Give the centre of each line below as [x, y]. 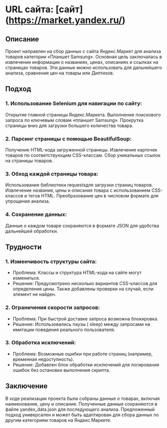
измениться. [26, 278]
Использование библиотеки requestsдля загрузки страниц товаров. [79, 185]
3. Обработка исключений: [41, 343]
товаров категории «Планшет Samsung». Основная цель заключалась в [83, 57]
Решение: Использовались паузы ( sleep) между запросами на [81, 324]
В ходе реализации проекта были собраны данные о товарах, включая [83, 398]
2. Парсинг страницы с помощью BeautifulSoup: [68, 139]
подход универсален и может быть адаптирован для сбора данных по [82, 415]
